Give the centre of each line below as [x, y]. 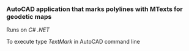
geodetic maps [29, 16]
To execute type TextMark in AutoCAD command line [73, 42]
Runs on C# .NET [28, 30]
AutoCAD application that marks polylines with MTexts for [94, 9]
